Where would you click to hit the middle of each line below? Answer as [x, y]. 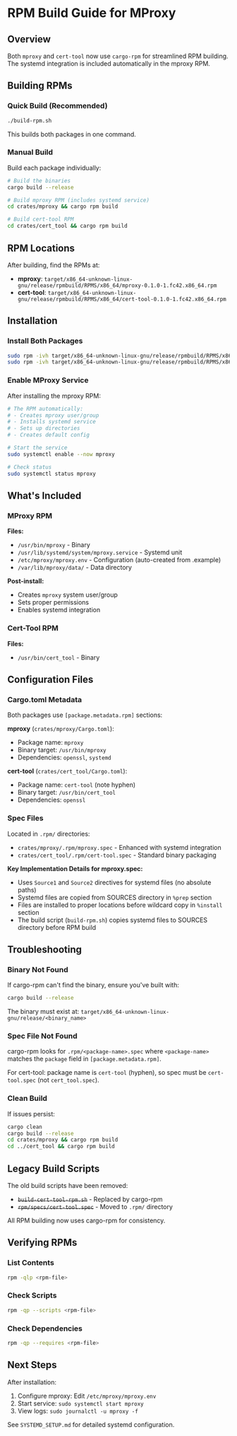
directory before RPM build [57, 927]
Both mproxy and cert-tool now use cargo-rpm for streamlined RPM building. [118, 56]
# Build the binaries [39, 181]
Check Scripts [32, 1295]
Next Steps [32, 1365]
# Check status [30, 467]
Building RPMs [40, 86]
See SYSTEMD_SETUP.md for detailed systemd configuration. [91, 1424]
